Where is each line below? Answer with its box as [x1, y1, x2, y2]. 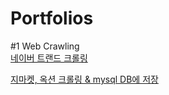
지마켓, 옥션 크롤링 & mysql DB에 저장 [10, 73, 159, 85]
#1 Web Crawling [10, 40, 80, 52]
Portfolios [10, 7, 94, 30]
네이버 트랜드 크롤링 [10, 52, 88, 64]
